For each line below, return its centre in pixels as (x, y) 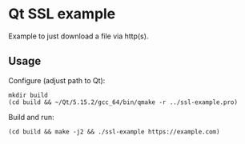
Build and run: (31, 117)
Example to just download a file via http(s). (78, 36)
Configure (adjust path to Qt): (57, 80)
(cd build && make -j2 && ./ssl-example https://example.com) (114, 132)
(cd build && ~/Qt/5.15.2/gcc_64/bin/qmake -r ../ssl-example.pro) (123, 102)
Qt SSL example (62, 14)
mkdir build (28, 95)
